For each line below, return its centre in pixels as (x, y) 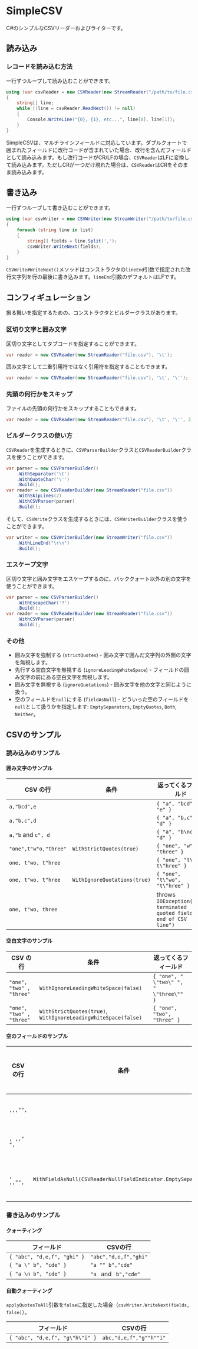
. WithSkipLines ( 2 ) (39, 496)
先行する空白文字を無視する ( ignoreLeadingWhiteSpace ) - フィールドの (99, 670)
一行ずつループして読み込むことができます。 (60, 80)
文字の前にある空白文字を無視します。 (66, 677)
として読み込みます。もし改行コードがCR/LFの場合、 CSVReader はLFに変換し (98, 157)
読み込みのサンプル (33, 753)
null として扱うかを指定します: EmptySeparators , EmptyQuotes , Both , (95, 707)
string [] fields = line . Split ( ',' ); (72, 241)
